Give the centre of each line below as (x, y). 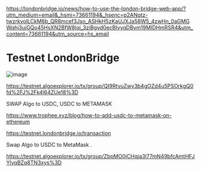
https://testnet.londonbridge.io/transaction (59, 133)
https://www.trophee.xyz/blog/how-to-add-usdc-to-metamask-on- (89, 115)
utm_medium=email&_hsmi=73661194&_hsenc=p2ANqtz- (77, 15)
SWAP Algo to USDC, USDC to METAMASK (59, 104)
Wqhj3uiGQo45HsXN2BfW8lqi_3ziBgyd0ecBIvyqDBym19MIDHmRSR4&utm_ (100, 27)
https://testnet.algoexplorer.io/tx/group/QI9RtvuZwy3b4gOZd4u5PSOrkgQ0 (100, 86)
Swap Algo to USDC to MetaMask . (49, 145)
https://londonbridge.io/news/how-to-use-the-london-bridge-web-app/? (96, 9)
